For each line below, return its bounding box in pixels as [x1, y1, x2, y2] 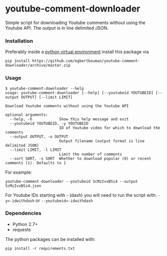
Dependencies [5, 210, 42, 217]
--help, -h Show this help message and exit [10, 116, 129, 122]
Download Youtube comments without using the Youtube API [5, 103, 129, 108]
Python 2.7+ [12, 221, 38, 227]
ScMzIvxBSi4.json [5, 183, 42, 188]
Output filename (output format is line [59, 138, 144, 143]
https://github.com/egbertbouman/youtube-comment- [32, 59, 140, 64]
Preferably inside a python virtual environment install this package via [5, 49, 149, 55]
